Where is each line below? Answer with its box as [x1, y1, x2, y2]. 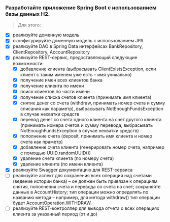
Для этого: [17, 22, 41, 28]
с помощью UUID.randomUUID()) [20, 150, 91, 156]
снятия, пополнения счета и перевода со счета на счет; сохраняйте [12, 184, 161, 190]
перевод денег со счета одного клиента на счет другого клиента [20, 116, 162, 122]
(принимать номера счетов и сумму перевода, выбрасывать [20, 122, 153, 128]
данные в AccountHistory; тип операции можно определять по [12, 189, 149, 195]
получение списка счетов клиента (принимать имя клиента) [20, 94, 152, 100]
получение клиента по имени [20, 82, 84, 89]
